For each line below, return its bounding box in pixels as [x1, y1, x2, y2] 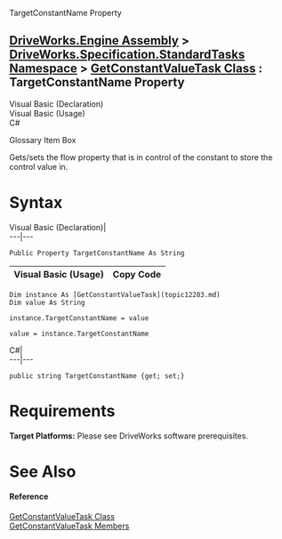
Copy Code [112, 268, 162, 280]
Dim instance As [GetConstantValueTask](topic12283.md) [9, 290, 221, 299]
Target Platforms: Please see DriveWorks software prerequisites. [9, 430, 249, 441]
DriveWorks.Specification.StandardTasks [9, 47, 246, 62]
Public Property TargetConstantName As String [9, 248, 185, 257]
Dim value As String [9, 298, 86, 307]
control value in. [9, 161, 68, 172]
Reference [9, 491, 49, 502]
